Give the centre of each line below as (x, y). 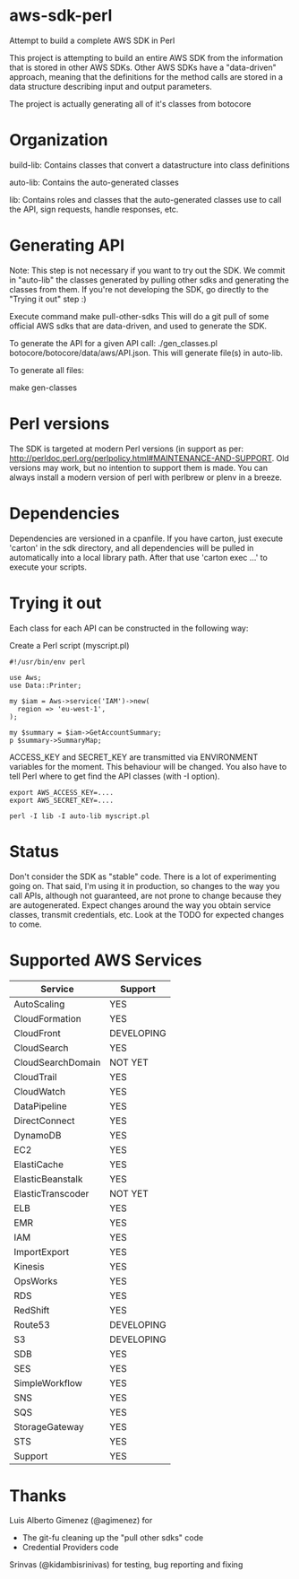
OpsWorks (36, 1281)
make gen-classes (43, 388)
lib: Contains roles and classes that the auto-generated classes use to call (145, 199)
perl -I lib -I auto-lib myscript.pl (80, 816)
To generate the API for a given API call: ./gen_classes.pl (113, 343)
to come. (26, 924)
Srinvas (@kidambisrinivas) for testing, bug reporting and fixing (126, 1565)
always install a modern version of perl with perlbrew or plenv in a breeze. (145, 477)
